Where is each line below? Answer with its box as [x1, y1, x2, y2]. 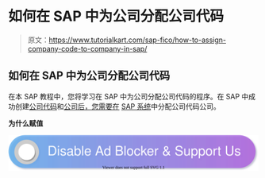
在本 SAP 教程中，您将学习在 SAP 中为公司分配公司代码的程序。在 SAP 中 [8, 91, 249, 101]
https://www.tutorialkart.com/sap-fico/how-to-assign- [48, 35, 226, 44]
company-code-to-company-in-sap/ [27, 44, 148, 53]
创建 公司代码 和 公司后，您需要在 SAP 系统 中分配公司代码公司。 [14, 101, 221, 111]
